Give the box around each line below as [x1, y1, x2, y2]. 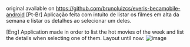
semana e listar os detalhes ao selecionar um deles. [6, 17, 132, 24]
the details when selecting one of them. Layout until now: [6, 35, 145, 41]
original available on [6, 5, 55, 12]
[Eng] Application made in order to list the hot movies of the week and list [6, 28, 184, 35]
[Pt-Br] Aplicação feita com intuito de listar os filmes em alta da [26, 11, 179, 18]
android [6, 11, 25, 18]
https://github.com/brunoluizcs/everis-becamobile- [55, 5, 181, 12]
